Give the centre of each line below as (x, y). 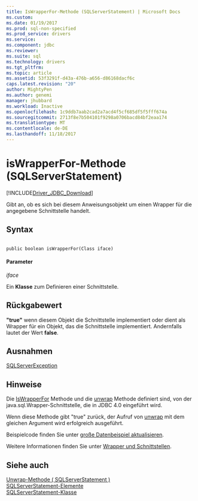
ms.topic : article (29, 73)
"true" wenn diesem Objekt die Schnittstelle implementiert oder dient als (96, 320)
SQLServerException (32, 366)
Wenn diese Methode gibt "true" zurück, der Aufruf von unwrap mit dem (95, 417)
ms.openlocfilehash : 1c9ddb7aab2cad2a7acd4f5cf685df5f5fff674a (87, 112)
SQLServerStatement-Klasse (42, 492)
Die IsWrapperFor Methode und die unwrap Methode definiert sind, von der (99, 399)
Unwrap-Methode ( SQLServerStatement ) (58, 479)
